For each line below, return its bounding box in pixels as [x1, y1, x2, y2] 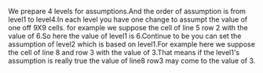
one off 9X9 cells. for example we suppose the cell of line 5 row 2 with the [8, 23, 249, 32]
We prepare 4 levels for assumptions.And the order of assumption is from [8, 7, 246, 16]
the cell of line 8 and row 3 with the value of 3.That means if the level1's [8, 48, 240, 57]
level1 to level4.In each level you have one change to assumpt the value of [8, 15, 248, 24]
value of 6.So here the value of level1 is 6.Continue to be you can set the [8, 31, 242, 40]
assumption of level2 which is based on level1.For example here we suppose [8, 40, 255, 49]
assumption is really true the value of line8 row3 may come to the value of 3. [8, 56, 256, 65]
